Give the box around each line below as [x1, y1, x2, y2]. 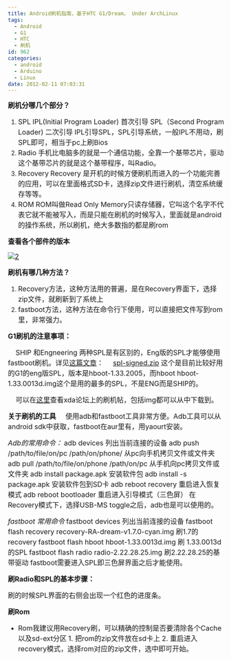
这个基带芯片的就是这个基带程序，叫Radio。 [17, 158, 161, 168]
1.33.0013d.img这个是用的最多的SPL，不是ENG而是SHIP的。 [8, 379, 203, 389]
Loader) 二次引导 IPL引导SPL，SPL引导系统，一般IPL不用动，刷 [17, 127, 224, 137]
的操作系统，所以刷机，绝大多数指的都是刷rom [17, 220, 169, 230]
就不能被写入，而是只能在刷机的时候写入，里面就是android [31, 210, 222, 220]
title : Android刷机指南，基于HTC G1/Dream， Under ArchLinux [8, 10, 178, 17]
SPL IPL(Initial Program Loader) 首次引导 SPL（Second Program [17, 117, 224, 127]
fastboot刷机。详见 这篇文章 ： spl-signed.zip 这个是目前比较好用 [8, 358, 223, 368]
